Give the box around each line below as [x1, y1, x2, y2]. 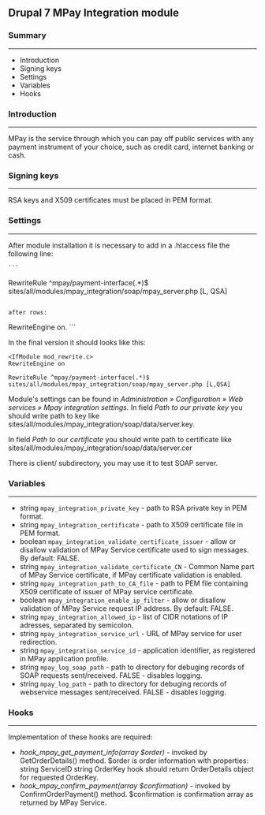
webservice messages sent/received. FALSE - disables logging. [19, 687, 226, 697]
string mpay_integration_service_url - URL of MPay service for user [19, 628, 242, 638]
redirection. [19, 637, 58, 646]
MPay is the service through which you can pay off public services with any [8, 133, 254, 143]
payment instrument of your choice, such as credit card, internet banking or [8, 142, 255, 151]
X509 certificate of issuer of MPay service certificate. [19, 586, 195, 596]
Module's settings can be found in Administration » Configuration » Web [8, 394, 244, 404]
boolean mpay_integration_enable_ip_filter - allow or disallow [19, 595, 226, 605]
